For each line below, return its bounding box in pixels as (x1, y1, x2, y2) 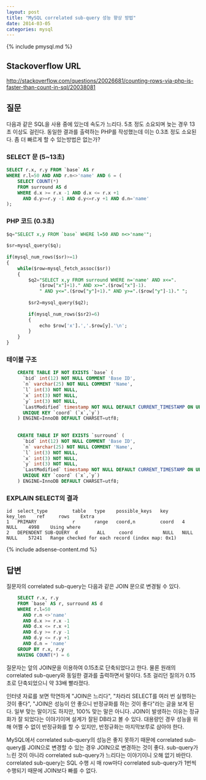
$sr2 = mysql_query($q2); (28, 300, 89, 306)
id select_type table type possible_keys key (6, 508, 169, 515)
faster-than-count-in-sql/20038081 (6, 84, 96, 91)
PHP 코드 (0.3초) (6, 217, 55, 225)
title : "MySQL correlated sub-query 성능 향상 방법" (6, 15, 136, 21)
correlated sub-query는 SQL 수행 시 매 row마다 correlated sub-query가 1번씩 (6, 759, 197, 766)
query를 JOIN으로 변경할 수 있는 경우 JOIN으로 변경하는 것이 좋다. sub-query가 (6, 744, 199, 751)
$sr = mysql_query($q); (6, 243, 62, 249)
